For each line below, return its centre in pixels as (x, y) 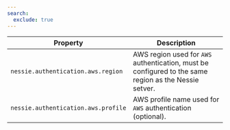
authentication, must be (171, 63)
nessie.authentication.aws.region (67, 71)
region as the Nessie (166, 80)
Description (176, 43)
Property (68, 43)
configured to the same (170, 71)
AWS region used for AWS (172, 54)
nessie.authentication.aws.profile (68, 108)
